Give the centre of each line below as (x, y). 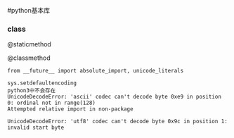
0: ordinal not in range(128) (52, 103)
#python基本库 (29, 10)
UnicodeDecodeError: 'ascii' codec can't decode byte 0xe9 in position (114, 97)
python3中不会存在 (32, 91)
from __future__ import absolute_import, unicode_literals (96, 71)
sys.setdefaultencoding (42, 83)
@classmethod (29, 58)
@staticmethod (29, 44)
